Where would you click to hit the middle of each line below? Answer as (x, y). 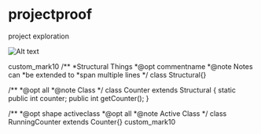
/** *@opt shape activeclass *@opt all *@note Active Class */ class (118, 113)
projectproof (50, 14)
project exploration (39, 36)
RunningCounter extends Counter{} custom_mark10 (92, 121)
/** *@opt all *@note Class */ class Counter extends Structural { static (122, 90)
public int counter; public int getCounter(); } (79, 98)
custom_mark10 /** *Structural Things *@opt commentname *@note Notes (130, 66)
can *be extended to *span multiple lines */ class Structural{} (107, 74)
